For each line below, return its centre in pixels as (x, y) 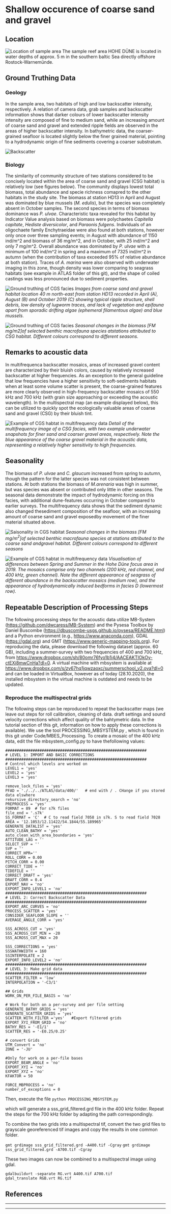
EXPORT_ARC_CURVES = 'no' (33, 907)
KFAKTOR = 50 (19, 1076)
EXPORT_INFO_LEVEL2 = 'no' (34, 960)
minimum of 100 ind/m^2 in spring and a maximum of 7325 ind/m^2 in (78, 251)
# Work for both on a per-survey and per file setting (65, 1005)
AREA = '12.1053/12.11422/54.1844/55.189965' (54, 822)
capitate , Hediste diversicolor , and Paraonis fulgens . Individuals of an (78, 224)
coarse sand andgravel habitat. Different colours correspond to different (81, 543)
